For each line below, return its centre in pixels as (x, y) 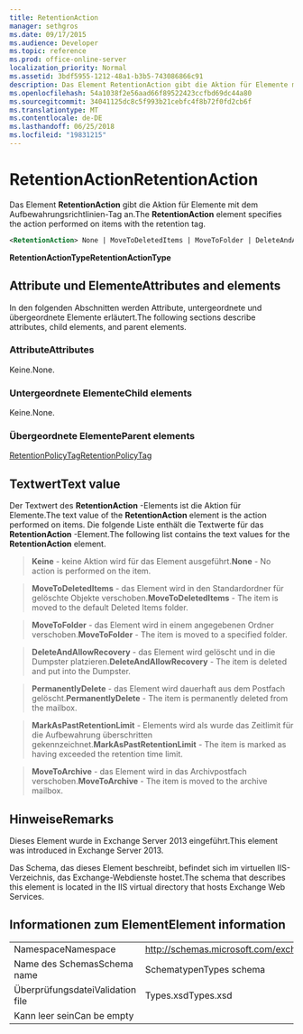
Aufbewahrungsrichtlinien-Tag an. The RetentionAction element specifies (146, 214)
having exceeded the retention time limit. (107, 755)
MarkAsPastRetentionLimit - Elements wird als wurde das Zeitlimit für (162, 726)
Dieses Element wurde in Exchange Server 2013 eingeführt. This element (143, 841)
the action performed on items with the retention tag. (107, 224)
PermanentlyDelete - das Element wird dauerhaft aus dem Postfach (158, 689)
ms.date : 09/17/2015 (48, 34)
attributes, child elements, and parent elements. (98, 326)
